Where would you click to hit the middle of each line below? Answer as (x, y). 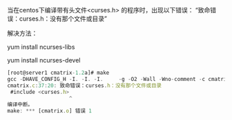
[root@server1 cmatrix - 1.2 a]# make (58, 73)
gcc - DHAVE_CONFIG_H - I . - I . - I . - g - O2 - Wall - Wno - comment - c (106, 79)
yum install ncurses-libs (41, 47)
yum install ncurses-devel (44, 60)
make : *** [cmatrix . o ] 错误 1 (49, 111)
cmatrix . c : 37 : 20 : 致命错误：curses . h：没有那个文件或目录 (85, 85)
